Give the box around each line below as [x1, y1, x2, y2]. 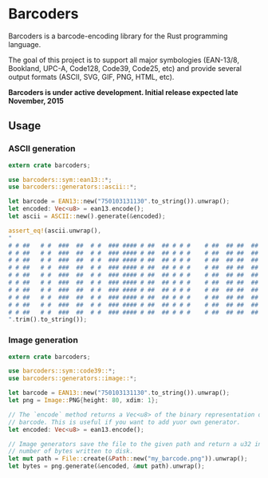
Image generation [8, 334, 78, 346]
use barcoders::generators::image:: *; [8, 374, 137, 383]
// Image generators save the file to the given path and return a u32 [8, 440, 251, 448]
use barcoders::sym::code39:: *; [8, 367, 116, 375]
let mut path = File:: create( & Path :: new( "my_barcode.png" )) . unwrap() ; [8, 455, 248, 463]
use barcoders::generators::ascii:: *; [8, 183, 137, 192]
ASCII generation [8, 143, 76, 154]
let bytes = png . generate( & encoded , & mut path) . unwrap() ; [8, 462, 205, 471]
